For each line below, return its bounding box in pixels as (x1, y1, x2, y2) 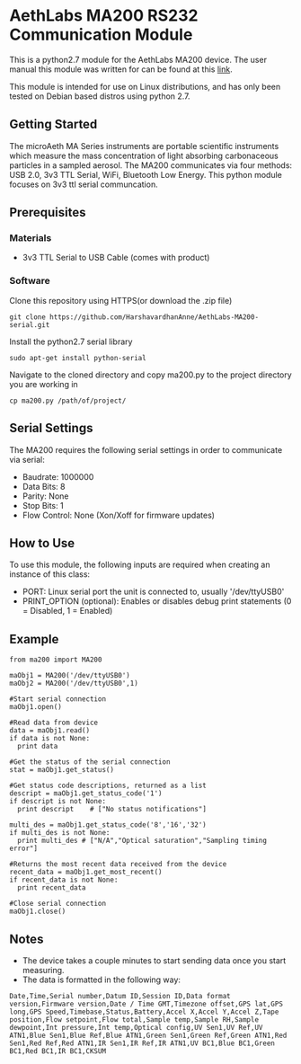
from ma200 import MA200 (9, 655, 102, 665)
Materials (9, 232, 52, 244)
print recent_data (17, 883, 87, 892)
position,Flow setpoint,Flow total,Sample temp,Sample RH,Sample (9, 1015, 259, 1024)
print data (17, 742, 58, 751)
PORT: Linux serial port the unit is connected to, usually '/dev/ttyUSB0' (22, 586, 285, 598)
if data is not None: (9, 734, 91, 743)
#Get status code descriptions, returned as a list (9, 781, 207, 791)
